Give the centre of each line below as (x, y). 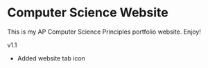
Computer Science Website (88, 13)
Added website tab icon (51, 58)
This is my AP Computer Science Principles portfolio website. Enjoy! (104, 32)
